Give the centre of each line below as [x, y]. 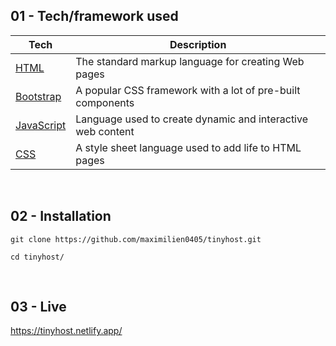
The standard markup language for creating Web [190, 61]
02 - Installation [61, 216]
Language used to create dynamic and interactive [191, 119]
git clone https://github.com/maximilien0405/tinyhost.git [136, 239]
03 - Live [38, 307]
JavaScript [41, 125]
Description [198, 44]
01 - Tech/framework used [94, 16]
